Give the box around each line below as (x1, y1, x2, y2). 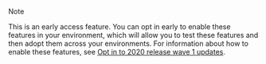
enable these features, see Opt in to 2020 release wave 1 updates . (8, 47, 225, 56)
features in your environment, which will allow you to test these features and (8, 31, 259, 40)
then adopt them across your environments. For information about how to (8, 39, 249, 48)
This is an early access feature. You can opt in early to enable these (8, 22, 231, 31)
